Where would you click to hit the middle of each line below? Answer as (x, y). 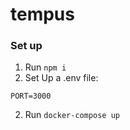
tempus (42, 14)
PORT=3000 (31, 96)
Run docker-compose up (72, 115)
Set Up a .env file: (61, 78)
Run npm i (45, 67)
